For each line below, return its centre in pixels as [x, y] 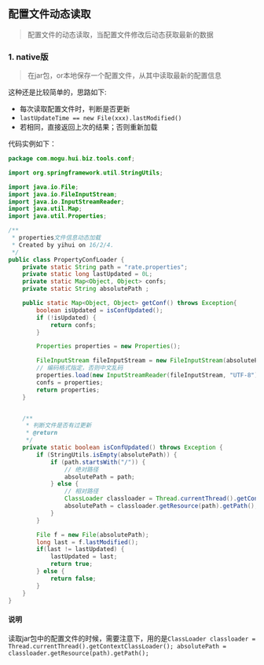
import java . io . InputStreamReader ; [66, 202]
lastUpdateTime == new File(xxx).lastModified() [101, 119]
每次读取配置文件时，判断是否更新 [75, 109]
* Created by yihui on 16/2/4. [62, 245]
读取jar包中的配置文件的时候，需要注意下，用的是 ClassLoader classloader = [132, 638]
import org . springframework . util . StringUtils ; [86, 173]
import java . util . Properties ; [58, 216]
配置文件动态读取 [49, 14]
